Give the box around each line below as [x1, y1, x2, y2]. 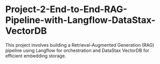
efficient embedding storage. [5, 52, 66, 59]
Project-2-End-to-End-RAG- [5, 4, 127, 15]
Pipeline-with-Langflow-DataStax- [5, 14, 156, 26]
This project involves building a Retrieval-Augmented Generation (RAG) [5, 42, 154, 48]
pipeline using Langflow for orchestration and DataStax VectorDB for [5, 47, 149, 53]
